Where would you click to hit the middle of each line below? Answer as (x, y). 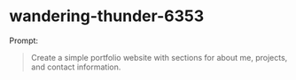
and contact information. (76, 67)
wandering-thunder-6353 (107, 16)
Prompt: (23, 40)
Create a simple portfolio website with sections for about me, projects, (159, 57)
